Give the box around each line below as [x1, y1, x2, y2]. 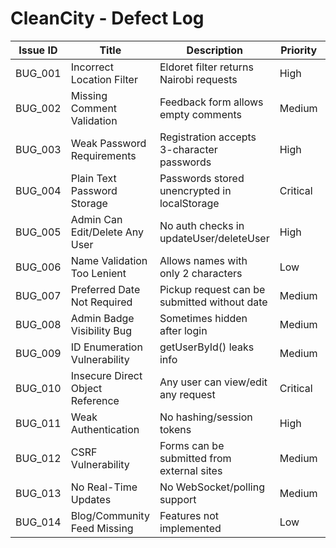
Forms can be [159, 438, 225, 452]
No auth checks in [159, 218, 245, 232]
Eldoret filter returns [159, 60, 254, 74]
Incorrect [70, 60, 114, 74]
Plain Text [70, 171, 117, 185]
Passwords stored [159, 171, 245, 185]
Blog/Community [70, 508, 150, 522]
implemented [159, 521, 222, 535]
